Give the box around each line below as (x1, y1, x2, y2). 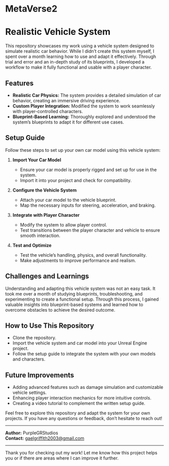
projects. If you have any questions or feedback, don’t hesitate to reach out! (5, 416, 162, 422)
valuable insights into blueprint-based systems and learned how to (5, 301, 143, 308)
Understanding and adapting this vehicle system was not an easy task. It (5, 285, 156, 292)
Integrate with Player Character (12, 212, 80, 218)
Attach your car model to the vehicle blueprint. (20, 197, 117, 203)
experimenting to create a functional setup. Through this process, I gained (5, 296, 159, 302)
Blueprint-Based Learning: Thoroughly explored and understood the (12, 113, 156, 120)
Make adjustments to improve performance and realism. (20, 257, 136, 263)
